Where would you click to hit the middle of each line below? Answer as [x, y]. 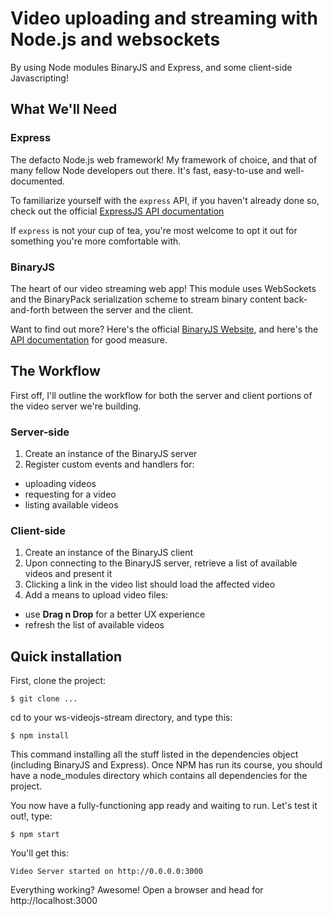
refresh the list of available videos [94, 625]
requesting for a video [70, 494]
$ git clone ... [44, 699]
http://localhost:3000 [54, 901]
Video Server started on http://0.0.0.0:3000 [106, 872]
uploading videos [60, 484]
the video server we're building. [76, 406]
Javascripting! [39, 78]
